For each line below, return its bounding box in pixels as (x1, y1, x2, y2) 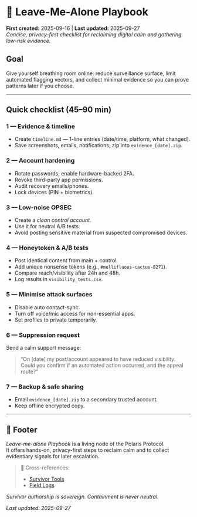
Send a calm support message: (6, 344, 81, 351)
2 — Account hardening (6, 157, 75, 165)
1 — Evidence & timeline (6, 123, 75, 131)
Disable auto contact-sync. (14, 303, 80, 310)
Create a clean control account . (14, 217, 92, 224)
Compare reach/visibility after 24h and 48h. (14, 269, 120, 276)
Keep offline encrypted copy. (14, 402, 85, 410)
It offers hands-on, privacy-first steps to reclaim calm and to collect (6, 447, 169, 454)
